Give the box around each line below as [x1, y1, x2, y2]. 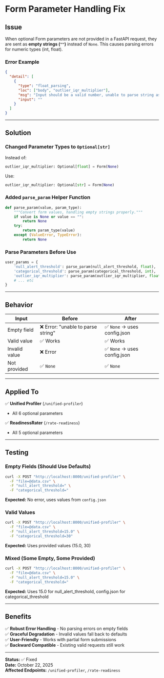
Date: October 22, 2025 [5, 662, 53, 668]
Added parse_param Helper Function [5, 194, 91, 201]
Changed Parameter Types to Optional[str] [5, 144, 111, 150]
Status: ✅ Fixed [5, 656, 38, 662]
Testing [5, 448, 29, 457]
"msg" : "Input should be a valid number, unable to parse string [18, 92, 154, 97]
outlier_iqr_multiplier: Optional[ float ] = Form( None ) [5, 164, 119, 169]
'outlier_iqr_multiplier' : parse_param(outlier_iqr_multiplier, [14, 273, 147, 278]
